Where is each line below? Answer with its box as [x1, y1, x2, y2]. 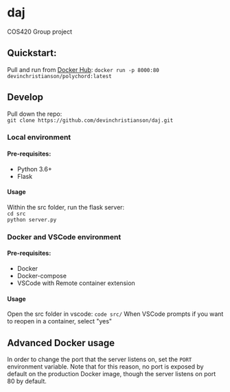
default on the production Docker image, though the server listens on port [7, 370, 216, 378]
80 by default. [7, 377, 47, 385]
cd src [7, 210, 26, 217]
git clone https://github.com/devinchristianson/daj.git [7, 117, 174, 124]
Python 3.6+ [16, 164, 53, 173]
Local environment [7, 132, 71, 142]
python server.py [7, 216, 57, 223]
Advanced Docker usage [7, 337, 115, 349]
